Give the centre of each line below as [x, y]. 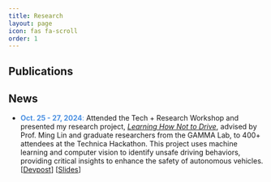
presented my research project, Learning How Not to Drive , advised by [138, 127]
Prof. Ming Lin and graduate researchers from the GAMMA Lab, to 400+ [140, 135]
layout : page [30, 23]
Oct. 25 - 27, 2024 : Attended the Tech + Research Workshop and [129, 118]
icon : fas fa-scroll [43, 31]
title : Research [36, 16]
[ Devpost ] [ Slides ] [50, 170]
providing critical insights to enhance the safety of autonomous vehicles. [142, 161]
